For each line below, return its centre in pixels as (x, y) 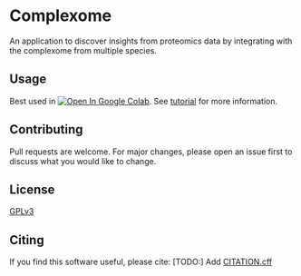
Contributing (46, 129)
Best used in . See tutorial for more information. (144, 101)
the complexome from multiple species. (83, 50)
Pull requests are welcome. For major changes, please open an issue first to (151, 152)
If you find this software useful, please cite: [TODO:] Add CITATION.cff (141, 262)
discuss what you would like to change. (83, 161)
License (32, 189)
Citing (27, 240)
